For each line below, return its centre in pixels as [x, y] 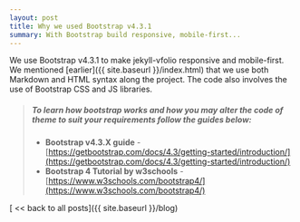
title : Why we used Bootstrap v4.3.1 [81, 26]
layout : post [34, 18]
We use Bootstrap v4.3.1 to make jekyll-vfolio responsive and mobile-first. [147, 61]
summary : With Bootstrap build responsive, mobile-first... [126, 34]
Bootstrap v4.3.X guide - [93, 142]
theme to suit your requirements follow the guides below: [141, 120]
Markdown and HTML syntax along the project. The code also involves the [148, 80]
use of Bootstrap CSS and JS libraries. [81, 89]
